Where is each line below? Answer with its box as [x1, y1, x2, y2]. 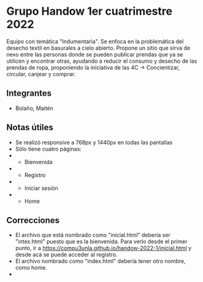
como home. [15, 264, 47, 272]
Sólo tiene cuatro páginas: [15, 145, 82, 152]
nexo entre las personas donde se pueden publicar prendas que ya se [6, 50, 183, 58]
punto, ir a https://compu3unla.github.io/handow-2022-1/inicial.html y [15, 245, 192, 252]
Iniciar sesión [24, 184, 58, 192]
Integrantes [6, 88, 52, 99]
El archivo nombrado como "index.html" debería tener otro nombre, [15, 257, 186, 265]
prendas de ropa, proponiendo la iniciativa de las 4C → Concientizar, [6, 63, 180, 71]
